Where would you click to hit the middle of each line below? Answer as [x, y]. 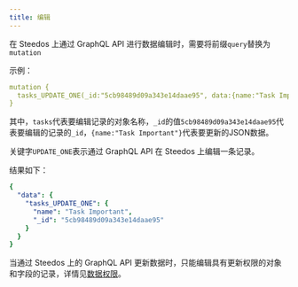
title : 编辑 [30, 17]
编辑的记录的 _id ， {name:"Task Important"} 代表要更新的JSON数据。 [149, 133]
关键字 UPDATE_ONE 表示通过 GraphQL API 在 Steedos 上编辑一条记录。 [134, 151]
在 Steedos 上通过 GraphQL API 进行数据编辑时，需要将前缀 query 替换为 [140, 43]
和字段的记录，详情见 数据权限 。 [67, 274]
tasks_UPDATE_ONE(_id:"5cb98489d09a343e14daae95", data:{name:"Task [146, 95]
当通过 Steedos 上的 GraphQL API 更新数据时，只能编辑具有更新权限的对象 [145, 263]
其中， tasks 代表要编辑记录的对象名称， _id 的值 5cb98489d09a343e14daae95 [143, 121]
